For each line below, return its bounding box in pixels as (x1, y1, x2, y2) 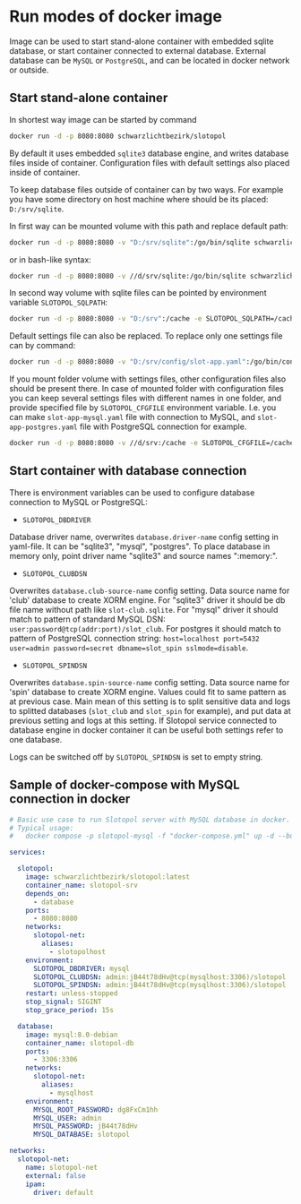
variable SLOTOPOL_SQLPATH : (9, 297, 107, 308)
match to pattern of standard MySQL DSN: (9, 614, 166, 624)
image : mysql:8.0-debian (25, 1030, 118, 1039)
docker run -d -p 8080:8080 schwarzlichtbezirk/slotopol (9, 132, 227, 141)
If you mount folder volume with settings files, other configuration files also (9, 374, 287, 384)
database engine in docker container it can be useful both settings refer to (9, 724, 284, 735)
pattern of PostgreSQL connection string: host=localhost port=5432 (9, 632, 260, 643)
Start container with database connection (9, 463, 247, 478)
